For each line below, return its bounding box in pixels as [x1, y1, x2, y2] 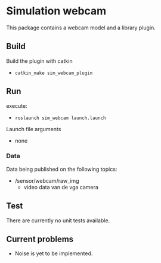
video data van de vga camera [23, 183, 98, 191]
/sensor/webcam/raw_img [14, 177, 79, 184]
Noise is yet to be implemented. [14, 250, 93, 257]
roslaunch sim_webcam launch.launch [14, 115, 106, 121]
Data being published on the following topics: [6, 165, 117, 173]
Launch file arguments [6, 125, 61, 132]
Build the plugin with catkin [6, 57, 73, 64]
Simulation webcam [6, 4, 107, 18]
